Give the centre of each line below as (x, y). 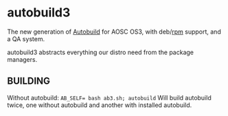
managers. (22, 59)
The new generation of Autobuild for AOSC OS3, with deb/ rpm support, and (114, 32)
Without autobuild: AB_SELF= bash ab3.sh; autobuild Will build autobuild (109, 97)
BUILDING (28, 81)
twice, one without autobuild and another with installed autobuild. (100, 105)
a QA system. (26, 38)
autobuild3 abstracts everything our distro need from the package (101, 52)
